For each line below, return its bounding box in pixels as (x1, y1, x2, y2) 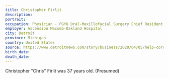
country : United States (5, 40, 55, 45)
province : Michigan (5, 36, 46, 41)
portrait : (5, 17, 26, 22)
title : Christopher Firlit (5, 7, 62, 13)
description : (5, 12, 33, 17)
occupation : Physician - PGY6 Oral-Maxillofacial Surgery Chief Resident (5, 21, 163, 27)
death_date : (5, 54, 30, 59)
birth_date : (5, 49, 30, 54)
